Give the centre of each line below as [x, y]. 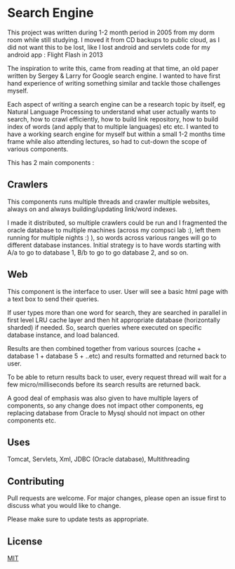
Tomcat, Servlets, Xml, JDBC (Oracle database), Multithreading [99, 459]
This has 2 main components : [51, 162]
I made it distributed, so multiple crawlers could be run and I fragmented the [117, 222]
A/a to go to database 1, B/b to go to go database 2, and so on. [98, 252]
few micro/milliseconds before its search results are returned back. [104, 384]
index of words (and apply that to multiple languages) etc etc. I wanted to [113, 126]
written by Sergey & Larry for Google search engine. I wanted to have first [114, 76]
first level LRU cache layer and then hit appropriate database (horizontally [114, 320]
